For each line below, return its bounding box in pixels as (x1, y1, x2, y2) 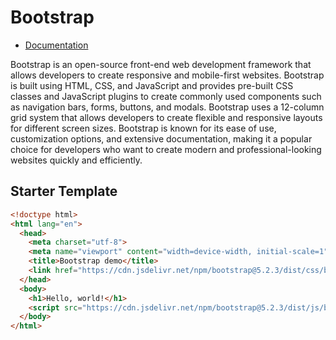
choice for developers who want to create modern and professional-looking (10, 143, 322, 155)
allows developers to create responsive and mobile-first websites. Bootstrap (10, 69, 325, 81)
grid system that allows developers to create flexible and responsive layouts (10, 111, 323, 123)
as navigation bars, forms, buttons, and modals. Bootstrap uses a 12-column (10, 101, 325, 113)
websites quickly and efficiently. (10, 154, 143, 166)
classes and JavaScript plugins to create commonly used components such (10, 90, 322, 102)
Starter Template (10, 183, 118, 200)
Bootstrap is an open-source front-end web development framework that (10, 58, 312, 70)
